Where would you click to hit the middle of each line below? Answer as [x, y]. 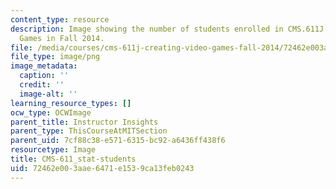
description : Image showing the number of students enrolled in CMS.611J [167, 29]
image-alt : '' [48, 94]
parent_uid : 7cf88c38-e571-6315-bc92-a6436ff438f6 [118, 141]
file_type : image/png [55, 57]
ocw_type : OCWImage [51, 112]
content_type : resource [60, 19]
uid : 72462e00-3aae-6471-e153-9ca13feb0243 [102, 168]
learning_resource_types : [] [71, 103]
